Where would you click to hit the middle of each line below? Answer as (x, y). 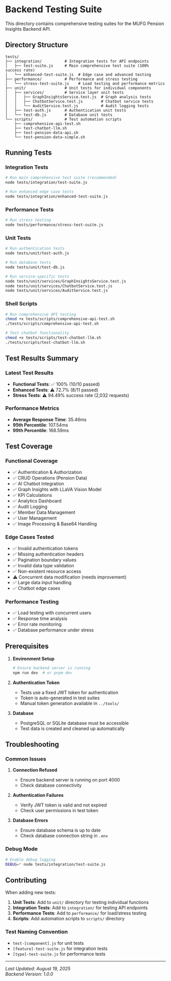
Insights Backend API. (28, 29)
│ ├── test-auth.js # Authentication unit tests (66, 110)
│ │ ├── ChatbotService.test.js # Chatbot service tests (79, 101)
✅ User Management (35, 518)
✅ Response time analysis (40, 619)
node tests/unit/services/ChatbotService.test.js (59, 286)
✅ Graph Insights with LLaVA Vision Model (57, 489)
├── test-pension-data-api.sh (47, 133)
